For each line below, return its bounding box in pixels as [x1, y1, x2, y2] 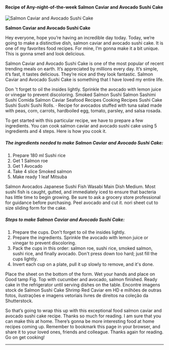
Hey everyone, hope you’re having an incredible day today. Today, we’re [5, 35, 155, 41]
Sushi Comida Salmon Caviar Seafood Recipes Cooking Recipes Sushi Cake [5, 97, 162, 103]
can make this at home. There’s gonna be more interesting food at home [5, 318, 155, 324]
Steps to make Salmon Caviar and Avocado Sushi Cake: [5, 217, 125, 223]
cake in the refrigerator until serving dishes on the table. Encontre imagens [5, 282, 160, 288]
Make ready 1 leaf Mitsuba [12, 174, 67, 180]
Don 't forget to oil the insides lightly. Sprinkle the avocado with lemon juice [5, 86, 161, 93]
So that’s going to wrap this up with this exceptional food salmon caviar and [5, 308, 162, 314]
